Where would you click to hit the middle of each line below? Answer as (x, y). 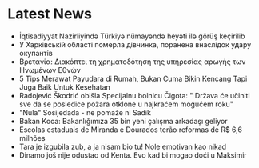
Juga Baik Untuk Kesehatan (65, 87)
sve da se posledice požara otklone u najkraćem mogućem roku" (126, 104)
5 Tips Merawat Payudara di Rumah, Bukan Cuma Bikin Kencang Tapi (133, 78)
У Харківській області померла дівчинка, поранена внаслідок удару (135, 44)
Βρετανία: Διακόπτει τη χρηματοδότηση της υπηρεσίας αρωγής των (132, 62)
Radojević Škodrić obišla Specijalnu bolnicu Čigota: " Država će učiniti (134, 95)
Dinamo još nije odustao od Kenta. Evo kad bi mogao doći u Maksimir (133, 155)
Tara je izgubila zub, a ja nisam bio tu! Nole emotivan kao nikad (123, 146)
